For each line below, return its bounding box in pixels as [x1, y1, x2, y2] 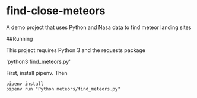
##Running [6, 35, 33, 42]
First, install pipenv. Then [6, 69, 68, 76]
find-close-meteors [6, 4, 106, 18]
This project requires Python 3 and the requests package [6, 46, 145, 54]
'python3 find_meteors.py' [6, 58, 71, 65]
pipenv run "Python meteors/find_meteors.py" [6, 86, 120, 92]
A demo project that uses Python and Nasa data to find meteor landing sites [6, 24, 192, 31]
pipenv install [6, 81, 44, 87]
